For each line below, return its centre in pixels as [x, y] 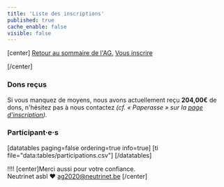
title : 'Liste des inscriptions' [56, 14]
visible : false [29, 33]
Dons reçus [27, 84]
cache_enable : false [37, 27]
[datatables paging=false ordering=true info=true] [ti [83, 148]
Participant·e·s [33, 133]
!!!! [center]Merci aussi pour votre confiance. [72, 169]
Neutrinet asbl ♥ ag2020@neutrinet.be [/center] [77, 176]
